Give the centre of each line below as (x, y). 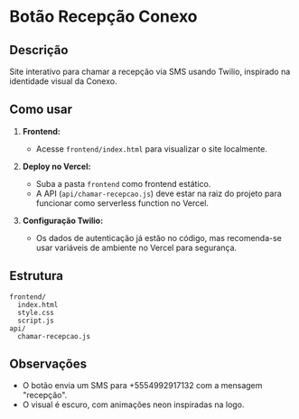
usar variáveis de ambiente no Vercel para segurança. (136, 247)
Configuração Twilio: (63, 220)
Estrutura (37, 276)
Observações (48, 364)
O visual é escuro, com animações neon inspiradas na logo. (133, 405)
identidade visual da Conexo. (63, 81)
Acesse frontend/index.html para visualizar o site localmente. (152, 149)
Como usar (41, 110)
